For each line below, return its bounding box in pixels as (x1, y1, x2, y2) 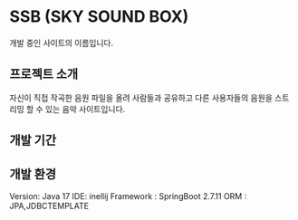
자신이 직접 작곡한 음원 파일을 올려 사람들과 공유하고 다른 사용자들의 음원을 (9, 92, 274, 103)
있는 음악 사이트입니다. (44, 103, 126, 114)
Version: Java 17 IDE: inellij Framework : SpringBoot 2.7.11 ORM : (9, 190, 247, 201)
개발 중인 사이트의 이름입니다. (9, 37, 114, 48)
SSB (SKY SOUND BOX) (9, 6, 189, 27)
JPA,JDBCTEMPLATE (9, 200, 89, 211)
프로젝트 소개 (9, 66, 79, 82)
